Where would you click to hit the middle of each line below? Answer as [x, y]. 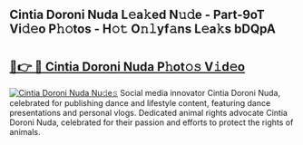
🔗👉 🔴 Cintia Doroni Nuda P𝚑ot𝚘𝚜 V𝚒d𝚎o [127, 67]
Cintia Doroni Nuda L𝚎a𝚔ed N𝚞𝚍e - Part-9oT [137, 15]
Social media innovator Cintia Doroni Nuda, [200, 93]
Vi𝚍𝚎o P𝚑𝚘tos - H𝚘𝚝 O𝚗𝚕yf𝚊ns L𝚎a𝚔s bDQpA [143, 29]
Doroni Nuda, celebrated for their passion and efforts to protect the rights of [151, 122]
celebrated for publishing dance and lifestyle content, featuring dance [140, 103]
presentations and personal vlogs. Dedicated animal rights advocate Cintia [149, 113]
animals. [25, 132]
